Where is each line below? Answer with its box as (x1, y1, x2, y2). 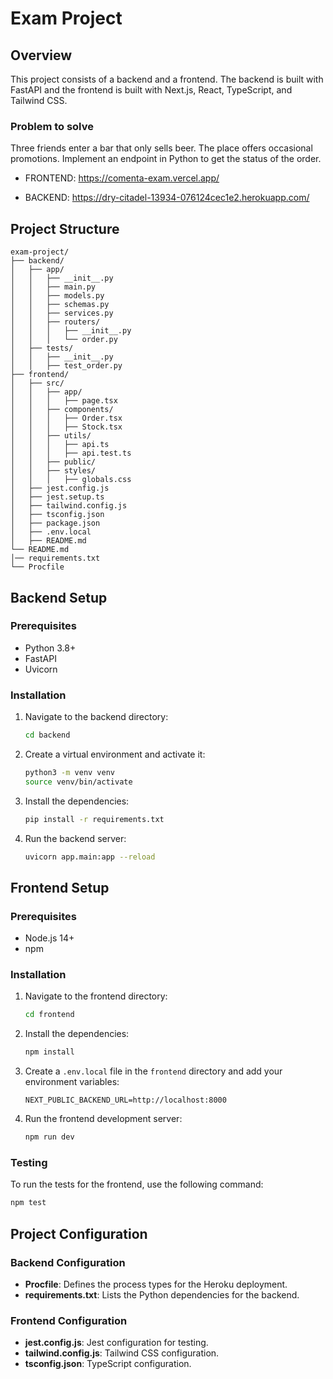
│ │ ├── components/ (10, 405, 114, 415)
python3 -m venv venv (24, 767, 116, 777)
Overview (10, 47, 73, 64)
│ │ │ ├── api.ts (10, 440, 110, 450)
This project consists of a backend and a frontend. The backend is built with (10, 73, 324, 85)
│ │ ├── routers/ (10, 317, 101, 327)
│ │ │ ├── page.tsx (10, 396, 118, 406)
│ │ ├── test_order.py (10, 361, 123, 371)
